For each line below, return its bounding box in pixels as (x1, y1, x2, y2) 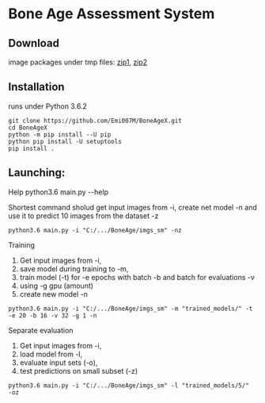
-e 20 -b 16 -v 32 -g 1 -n (8, 311, 97, 320)
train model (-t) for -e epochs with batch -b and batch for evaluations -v (19, 272, 256, 282)
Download (8, 36, 59, 50)
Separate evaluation (8, 325, 74, 335)
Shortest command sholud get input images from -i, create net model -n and (8, 202, 257, 212)
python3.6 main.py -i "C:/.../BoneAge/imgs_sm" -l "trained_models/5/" (8, 382, 249, 390)
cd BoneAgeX (8, 124, 47, 132)
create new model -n (19, 289, 89, 298)
